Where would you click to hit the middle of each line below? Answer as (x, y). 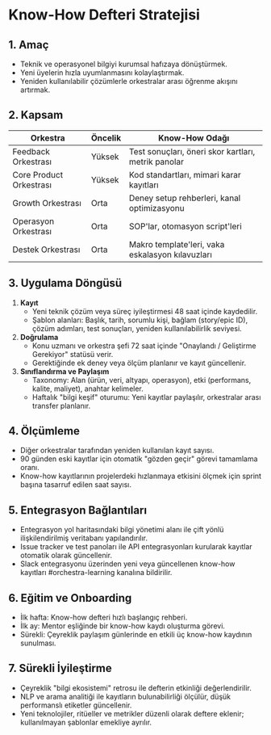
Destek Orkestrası (46, 250)
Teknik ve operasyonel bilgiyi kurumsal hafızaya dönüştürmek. (123, 64)
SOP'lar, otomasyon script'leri (185, 226)
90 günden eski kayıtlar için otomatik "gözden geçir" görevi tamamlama (139, 459)
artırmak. (35, 90)
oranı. (30, 468)
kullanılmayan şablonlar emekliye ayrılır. (85, 722)
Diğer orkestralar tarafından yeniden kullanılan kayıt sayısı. (117, 451)
